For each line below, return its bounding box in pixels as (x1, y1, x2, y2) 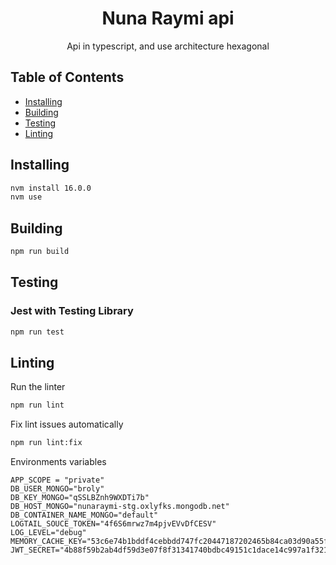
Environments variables (10, 456, 107, 468)
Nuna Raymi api (101, 7, 235, 30)
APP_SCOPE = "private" (10, 475, 105, 486)
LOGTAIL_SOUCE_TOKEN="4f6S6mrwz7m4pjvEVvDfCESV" (10, 519, 217, 529)
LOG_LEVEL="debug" (10, 528, 87, 538)
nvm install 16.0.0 (10, 183, 92, 193)
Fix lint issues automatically (10, 418, 124, 431)
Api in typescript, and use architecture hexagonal (66, 40, 270, 52)
